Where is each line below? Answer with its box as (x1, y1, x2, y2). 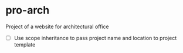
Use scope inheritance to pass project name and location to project (13, 34, 177, 41)
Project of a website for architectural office (5, 23, 109, 30)
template (13, 41, 36, 48)
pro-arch (5, 4, 50, 17)
